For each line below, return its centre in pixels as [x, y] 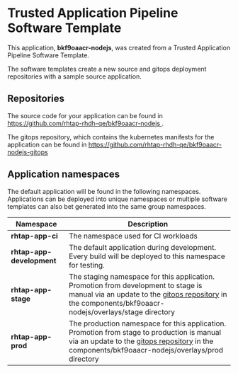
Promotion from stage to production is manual [145, 332]
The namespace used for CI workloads [133, 236]
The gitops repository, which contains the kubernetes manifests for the [111, 137]
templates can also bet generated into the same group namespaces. [107, 206]
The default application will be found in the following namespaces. [104, 191]
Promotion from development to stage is [135, 285]
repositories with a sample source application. [74, 76]
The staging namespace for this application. [141, 276]
